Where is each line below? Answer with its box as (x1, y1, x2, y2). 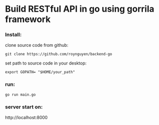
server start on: (5, 104, 43, 110)
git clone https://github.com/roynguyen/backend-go (5, 52, 112, 57)
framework (5, 14, 51, 25)
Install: (5, 31, 22, 38)
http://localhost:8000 (5, 115, 48, 121)
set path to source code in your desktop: (5, 60, 87, 66)
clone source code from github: (5, 42, 68, 48)
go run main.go (5, 92, 36, 97)
